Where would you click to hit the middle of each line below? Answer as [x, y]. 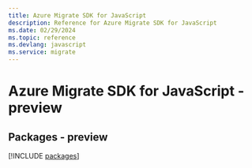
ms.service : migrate [42, 52]
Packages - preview [58, 137]
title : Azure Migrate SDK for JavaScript [77, 15]
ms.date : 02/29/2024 [42, 30]
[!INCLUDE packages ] [44, 156]
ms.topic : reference [42, 37]
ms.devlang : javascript [47, 45]
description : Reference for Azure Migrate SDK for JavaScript [113, 23]
